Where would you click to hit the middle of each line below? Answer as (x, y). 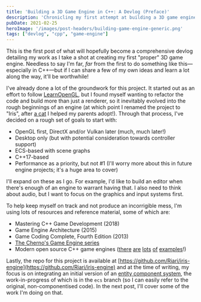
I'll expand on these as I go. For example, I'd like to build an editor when (95, 182)
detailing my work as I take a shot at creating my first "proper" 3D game (95, 58)
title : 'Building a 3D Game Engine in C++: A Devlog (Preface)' (88, 12)
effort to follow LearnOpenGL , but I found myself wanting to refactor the (95, 95)
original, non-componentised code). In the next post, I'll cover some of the (98, 286)
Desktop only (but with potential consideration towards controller (95, 138)
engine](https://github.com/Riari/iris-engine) (61, 267)
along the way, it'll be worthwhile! (47, 77)
